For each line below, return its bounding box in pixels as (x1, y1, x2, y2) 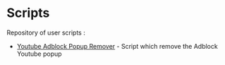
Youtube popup (16, 49, 62, 58)
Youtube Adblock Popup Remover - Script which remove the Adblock (16, 42, 218, 50)
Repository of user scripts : (6, 28, 85, 37)
